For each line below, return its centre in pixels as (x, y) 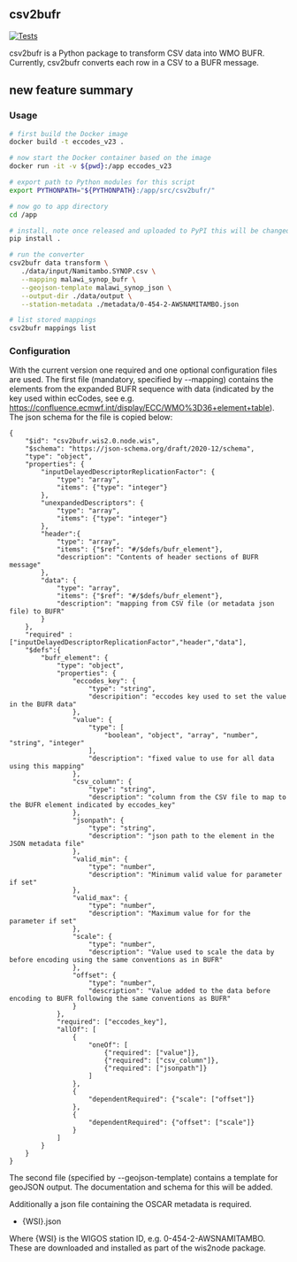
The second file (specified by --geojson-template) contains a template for (144, 1178)
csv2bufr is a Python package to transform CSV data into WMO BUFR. (137, 53)
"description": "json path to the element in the (181, 836)
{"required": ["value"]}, (152, 1053)
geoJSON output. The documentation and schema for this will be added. (141, 1187)
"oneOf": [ (108, 1045)
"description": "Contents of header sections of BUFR (157, 558)
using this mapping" (47, 766)
